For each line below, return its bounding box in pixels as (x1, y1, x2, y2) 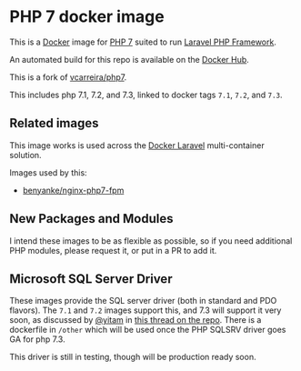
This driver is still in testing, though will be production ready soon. (9, 352, 256, 363)
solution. (9, 149, 43, 160)
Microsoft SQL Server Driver (9, 271, 173, 286)
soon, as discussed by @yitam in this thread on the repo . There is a (9, 315, 262, 326)
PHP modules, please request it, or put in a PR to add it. (9, 245, 217, 256)
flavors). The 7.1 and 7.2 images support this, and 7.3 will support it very (9, 305, 282, 316)
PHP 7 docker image (9, 6, 166, 27)
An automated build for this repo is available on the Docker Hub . (9, 54, 250, 65)
